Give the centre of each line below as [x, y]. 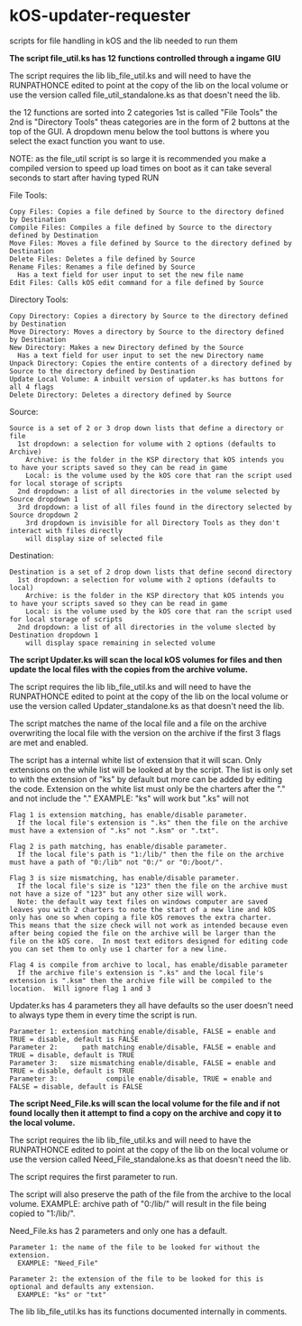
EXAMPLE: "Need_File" [58, 1263]
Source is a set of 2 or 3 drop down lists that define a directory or [146, 428]
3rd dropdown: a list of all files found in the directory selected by [155, 507]
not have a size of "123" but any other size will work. [119, 894]
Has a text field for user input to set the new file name [131, 275]
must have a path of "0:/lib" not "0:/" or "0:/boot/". [116, 862]
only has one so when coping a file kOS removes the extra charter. [141, 917]
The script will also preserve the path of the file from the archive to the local [150, 1194]
